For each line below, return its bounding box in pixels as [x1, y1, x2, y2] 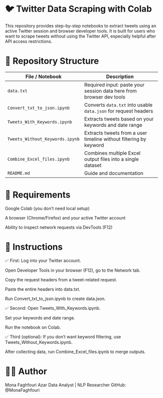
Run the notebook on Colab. [5, 324, 61, 330]
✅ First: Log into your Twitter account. [5, 258, 81, 263]
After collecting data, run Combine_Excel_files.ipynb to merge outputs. [5, 349, 146, 355]
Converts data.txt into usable [84, 101, 153, 108]
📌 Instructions [5, 241, 63, 252]
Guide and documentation [84, 170, 144, 177]
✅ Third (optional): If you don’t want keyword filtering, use [5, 334, 121, 339]
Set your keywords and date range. [5, 315, 75, 320]
